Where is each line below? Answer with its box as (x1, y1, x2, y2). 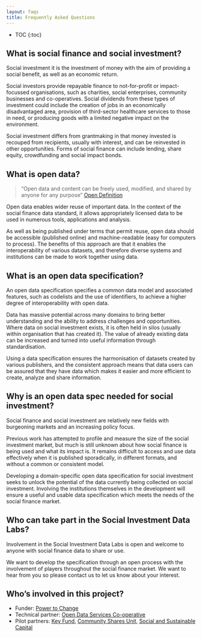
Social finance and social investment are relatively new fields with (6, 417, 170, 424)
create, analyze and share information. (6, 374, 102, 381)
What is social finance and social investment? (6, 48, 182, 58)
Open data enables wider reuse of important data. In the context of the (6, 203, 182, 211)
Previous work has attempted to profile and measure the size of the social (6, 435, 189, 442)
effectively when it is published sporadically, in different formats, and (6, 454, 177, 461)
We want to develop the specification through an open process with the (6, 558, 183, 566)
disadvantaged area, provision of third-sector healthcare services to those (6, 108, 191, 115)
